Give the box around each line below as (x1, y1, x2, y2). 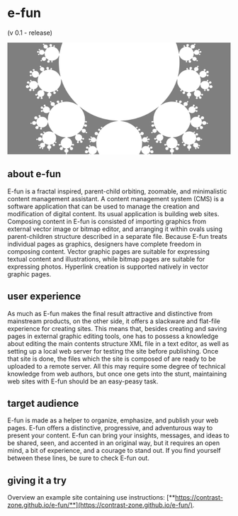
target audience (7, 397, 79, 409)
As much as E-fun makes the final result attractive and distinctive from (7, 309, 213, 318)
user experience (7, 291, 81, 303)
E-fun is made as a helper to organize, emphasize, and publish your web (7, 416, 219, 425)
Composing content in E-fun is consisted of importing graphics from (7, 217, 207, 225)
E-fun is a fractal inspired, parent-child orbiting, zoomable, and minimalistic (7, 186, 227, 196)
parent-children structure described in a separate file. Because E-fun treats (7, 232, 228, 240)
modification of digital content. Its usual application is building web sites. (7, 209, 220, 218)
